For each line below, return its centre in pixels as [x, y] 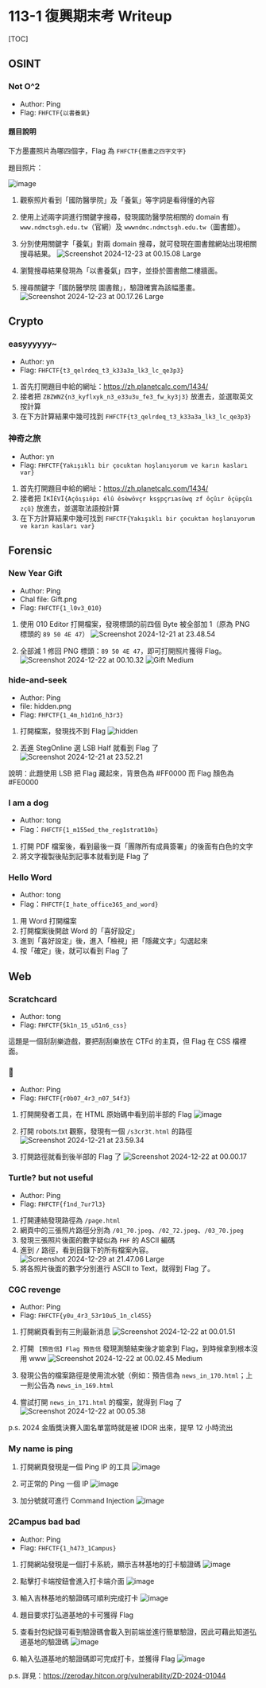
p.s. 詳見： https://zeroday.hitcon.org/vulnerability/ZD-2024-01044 [117, 1675]
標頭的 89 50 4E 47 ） [54, 634]
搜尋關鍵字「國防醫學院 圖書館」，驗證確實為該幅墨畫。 [110, 287]
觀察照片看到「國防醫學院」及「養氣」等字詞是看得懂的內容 [117, 200]
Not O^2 [24, 87]
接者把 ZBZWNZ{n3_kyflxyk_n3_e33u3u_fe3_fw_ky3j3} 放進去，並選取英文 [137, 396]
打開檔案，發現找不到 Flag [62, 731]
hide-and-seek [38, 680]
